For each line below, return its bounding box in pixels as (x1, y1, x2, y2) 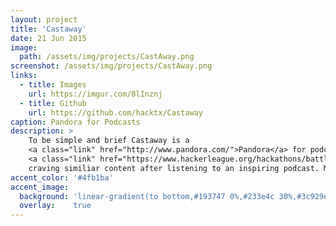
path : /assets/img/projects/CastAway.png (19, 52, 195, 62)
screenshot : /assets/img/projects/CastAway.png (10, 61, 213, 71)
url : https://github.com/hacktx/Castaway (28, 107, 203, 118)
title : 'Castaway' (10, 24, 87, 34)
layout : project (10, 14, 78, 25)
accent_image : (10, 182, 70, 192)
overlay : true (19, 201, 92, 211)
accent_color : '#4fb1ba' (10, 172, 114, 183)
